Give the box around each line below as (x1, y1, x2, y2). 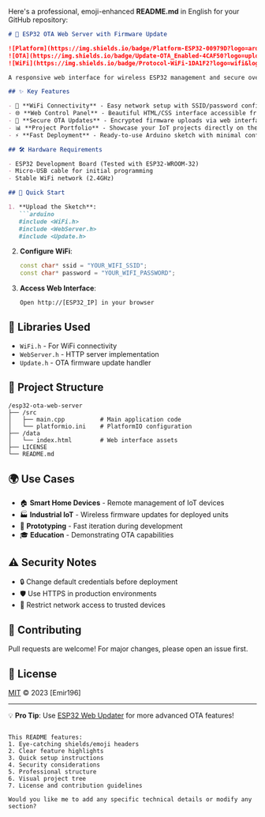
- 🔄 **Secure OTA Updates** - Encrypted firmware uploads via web (8, 117, 231, 125)
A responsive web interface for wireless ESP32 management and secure (8, 73, 245, 81)
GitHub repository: (8, 15, 69, 24)
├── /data (8, 429, 41, 437)
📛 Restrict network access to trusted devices (19, 600, 166, 610)
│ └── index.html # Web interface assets (8, 436, 178, 444)
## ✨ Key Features (8, 88, 70, 96)
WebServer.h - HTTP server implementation (19, 349, 159, 358)
